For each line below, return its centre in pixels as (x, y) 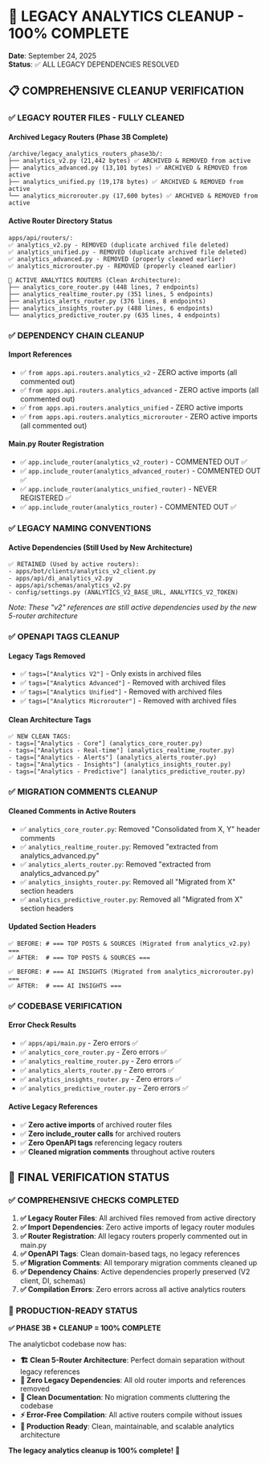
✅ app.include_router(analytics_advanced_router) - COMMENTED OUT (140, 471)
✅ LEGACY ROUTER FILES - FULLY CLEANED (96, 118)
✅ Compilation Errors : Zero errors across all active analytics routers (133, 1289)
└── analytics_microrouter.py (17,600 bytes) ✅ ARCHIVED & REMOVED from (133, 196)
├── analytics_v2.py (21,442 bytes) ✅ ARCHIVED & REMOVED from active (130, 161)
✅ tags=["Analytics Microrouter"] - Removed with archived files (128, 701)
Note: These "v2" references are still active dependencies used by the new (132, 607)
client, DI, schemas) (53, 1281)
